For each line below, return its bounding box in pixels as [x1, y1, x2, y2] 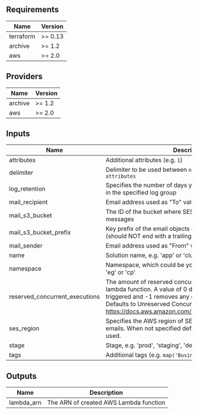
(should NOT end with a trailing [105, 232, 192, 240]
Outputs [6, 371, 37, 381]
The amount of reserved [105, 278, 173, 286]
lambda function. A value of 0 [105, 285, 187, 294]
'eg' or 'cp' [105, 268, 136, 276]
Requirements [6, 5, 59, 15]
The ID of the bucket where [105, 208, 181, 216]
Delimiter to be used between [105, 165, 187, 174]
